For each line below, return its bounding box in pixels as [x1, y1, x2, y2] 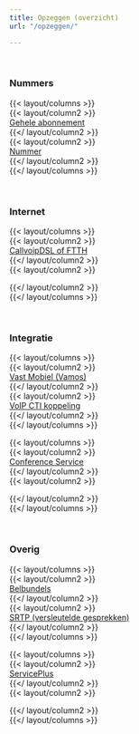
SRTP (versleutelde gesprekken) [9, 612, 130, 623]
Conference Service [9, 457, 84, 468]
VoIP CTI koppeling [9, 401, 81, 411]
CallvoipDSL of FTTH [9, 246, 88, 256]
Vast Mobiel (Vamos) [9, 372, 88, 382]
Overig [9, 543, 41, 555]
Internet [9, 205, 46, 217]
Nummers [9, 77, 54, 90]
